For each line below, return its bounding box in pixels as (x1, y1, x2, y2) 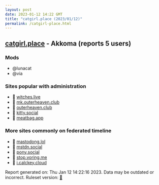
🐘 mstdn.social (12, 144, 43, 149)
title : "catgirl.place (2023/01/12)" (5, 16, 83, 21)
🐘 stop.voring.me (12, 154, 47, 160)
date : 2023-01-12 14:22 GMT (5, 12, 63, 17)
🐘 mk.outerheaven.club (12, 99, 60, 105)
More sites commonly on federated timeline (5, 127, 112, 134)
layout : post (5, 7, 32, 12)
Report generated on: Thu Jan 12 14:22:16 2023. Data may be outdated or (5, 169, 154, 175)
